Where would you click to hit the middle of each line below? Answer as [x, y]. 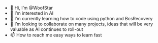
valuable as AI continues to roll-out [46, 29]
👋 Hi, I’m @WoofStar [31, 8]
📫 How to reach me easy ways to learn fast [56, 35]
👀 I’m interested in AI [32, 13]
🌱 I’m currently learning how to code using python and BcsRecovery [81, 18]
